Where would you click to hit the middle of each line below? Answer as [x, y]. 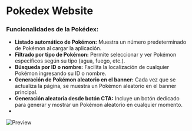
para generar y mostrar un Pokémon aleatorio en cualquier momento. [98, 105]
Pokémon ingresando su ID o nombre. [60, 73]
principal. [26, 92]
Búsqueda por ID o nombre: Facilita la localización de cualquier [92, 67]
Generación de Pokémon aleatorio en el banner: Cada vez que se [95, 80]
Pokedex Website [49, 11]
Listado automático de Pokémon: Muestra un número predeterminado [100, 42]
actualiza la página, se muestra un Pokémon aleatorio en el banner [95, 86]
